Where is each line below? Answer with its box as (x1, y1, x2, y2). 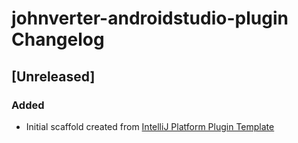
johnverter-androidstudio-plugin (11, 7, 289, 30)
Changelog (11, 28, 105, 51)
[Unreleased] (11, 68, 96, 85)
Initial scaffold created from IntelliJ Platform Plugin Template (25, 120, 275, 132)
